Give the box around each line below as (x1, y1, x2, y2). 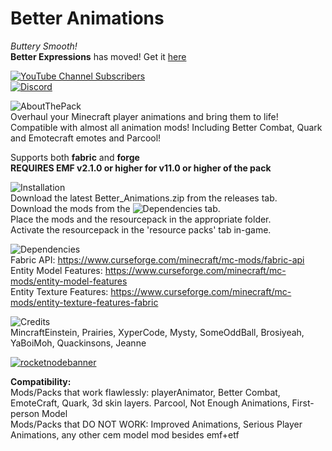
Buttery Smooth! (10, 40, 78, 52)
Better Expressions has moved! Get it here (10, 50, 187, 62)
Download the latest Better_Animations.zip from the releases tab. (10, 192, 278, 204)
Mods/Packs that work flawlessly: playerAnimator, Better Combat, (10, 386, 281, 398)
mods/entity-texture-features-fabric (10, 296, 159, 308)
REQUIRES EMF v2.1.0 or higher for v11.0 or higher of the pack (10, 162, 272, 174)
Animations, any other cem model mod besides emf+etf (10, 428, 240, 441)
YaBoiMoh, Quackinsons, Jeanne (10, 337, 147, 349)
